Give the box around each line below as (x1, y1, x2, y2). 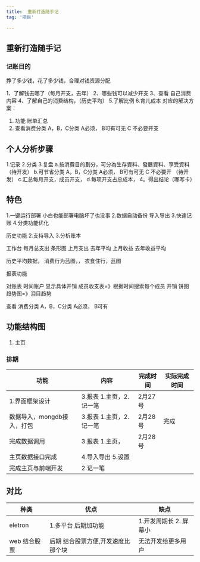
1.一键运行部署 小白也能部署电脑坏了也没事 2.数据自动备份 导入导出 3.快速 (6, 212, 187, 219)
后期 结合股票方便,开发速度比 (49, 537, 130, 545)
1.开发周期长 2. (138, 517, 182, 525)
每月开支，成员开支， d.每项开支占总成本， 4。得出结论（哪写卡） (32, 176, 195, 182)
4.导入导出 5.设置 (81, 452, 130, 461)
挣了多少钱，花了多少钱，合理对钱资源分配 (6, 77, 111, 84)
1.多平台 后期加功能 (49, 521, 105, 529)
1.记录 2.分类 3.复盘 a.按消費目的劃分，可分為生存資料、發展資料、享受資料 (6, 161, 190, 167)
